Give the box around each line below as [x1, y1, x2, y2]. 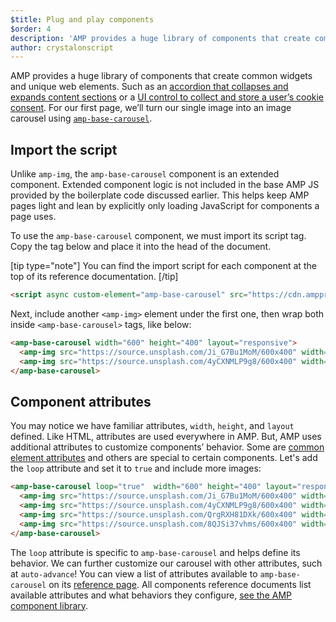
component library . [10, 599, 89, 611]
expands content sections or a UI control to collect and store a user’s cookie [10, 91, 325, 103]
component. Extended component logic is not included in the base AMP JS [10, 179, 320, 191]
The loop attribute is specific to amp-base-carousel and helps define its [10, 546, 301, 558]
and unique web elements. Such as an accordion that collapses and [10, 81, 289, 93]
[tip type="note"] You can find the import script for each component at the [10, 260, 317, 272]
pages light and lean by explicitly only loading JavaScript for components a [10, 200, 320, 212]
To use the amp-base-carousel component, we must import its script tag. [10, 230, 307, 242]
